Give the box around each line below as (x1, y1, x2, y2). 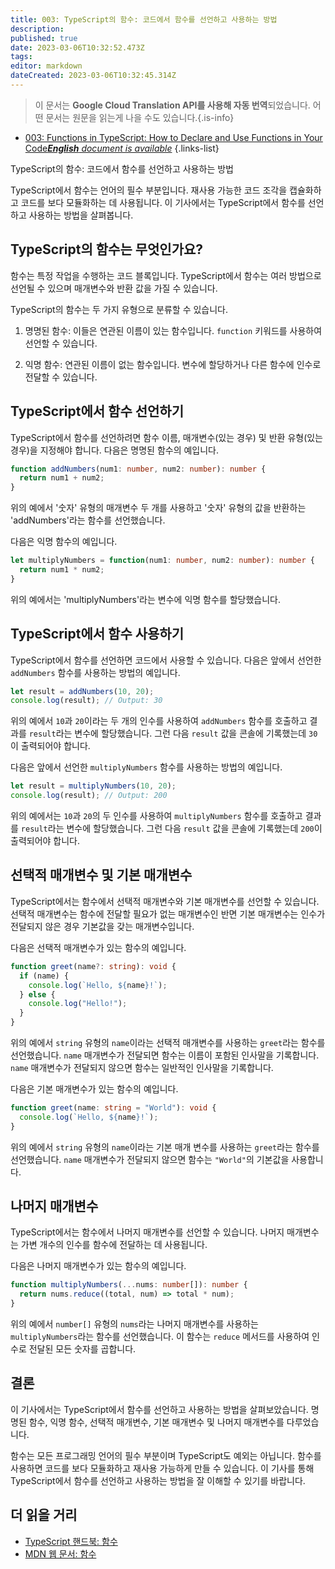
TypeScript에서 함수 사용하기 (10, 626, 184, 643)
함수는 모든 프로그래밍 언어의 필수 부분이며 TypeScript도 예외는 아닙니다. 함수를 (10, 1449, 322, 1461)
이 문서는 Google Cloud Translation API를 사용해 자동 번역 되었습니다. (34, 99, 311, 111)
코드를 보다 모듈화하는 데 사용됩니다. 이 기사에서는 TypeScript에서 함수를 (20, 196, 306, 208)
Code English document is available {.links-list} (24, 142, 220, 154)
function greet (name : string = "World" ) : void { (10, 1103, 217, 1113)
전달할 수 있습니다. (24, 371, 98, 383)
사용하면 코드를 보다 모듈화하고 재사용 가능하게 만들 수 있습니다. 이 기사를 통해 (10, 1462, 315, 1474)
